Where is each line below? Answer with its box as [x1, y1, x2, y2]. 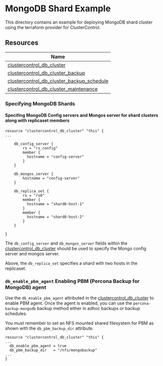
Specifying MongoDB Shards [5, 100, 75, 107]
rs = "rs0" [23, 193, 45, 198]
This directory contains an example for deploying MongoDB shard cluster [5, 19, 153, 25]
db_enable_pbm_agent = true [9, 343, 67, 349]
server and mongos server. [5, 251, 60, 256]
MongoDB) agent [5, 283, 47, 290]
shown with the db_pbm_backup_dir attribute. [5, 325, 94, 332]
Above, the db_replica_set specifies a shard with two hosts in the [5, 260, 138, 266]
